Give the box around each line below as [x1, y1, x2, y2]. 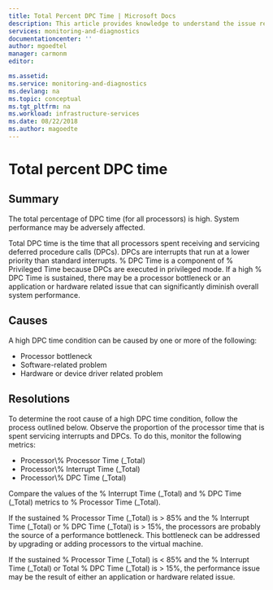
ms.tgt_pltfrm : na [8, 103, 71, 111]
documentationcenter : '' [8, 34, 93, 43]
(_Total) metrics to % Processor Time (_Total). [8, 497, 161, 507]
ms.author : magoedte [8, 125, 79, 133]
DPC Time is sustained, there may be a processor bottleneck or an [8, 273, 232, 282]
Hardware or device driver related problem [19, 368, 163, 378]
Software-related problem [19, 360, 107, 369]
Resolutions [8, 392, 71, 406]
